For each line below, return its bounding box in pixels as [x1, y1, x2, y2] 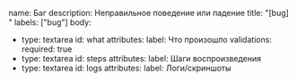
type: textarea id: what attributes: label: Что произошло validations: [21, 35, 273, 45]
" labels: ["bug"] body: [8, 17, 92, 28]
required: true [21, 44, 73, 54]
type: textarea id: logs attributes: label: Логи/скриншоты [21, 62, 231, 73]
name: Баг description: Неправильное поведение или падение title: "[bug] [8, 8, 289, 18]
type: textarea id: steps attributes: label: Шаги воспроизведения [21, 53, 262, 63]
